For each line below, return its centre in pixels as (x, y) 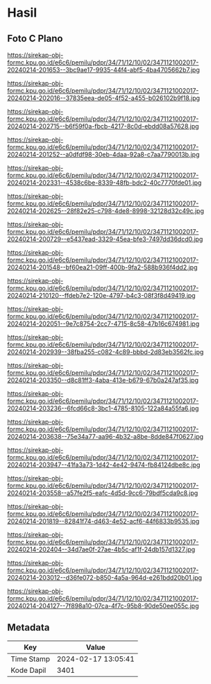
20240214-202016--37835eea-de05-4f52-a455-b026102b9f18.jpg (103, 98)
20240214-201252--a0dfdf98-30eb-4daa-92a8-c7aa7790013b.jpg (103, 155)
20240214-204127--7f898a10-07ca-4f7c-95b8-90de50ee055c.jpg (103, 606)
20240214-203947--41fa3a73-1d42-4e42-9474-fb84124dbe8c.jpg (104, 465)
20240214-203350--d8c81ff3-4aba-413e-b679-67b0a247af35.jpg (103, 380)
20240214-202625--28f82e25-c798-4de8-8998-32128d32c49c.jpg (106, 211)
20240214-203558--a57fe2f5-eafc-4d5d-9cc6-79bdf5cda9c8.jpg (103, 493)
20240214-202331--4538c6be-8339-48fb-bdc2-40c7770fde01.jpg (104, 183)
